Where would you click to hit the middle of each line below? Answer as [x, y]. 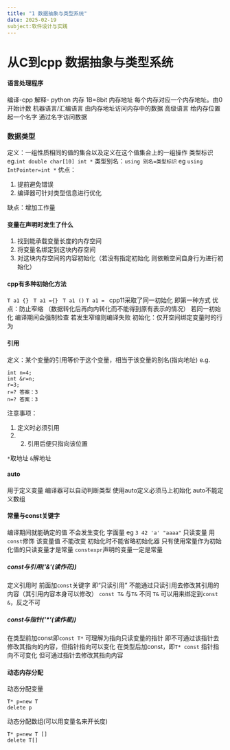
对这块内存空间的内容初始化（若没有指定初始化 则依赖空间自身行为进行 [117, 258]
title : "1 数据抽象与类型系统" [47, 13]
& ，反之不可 [24, 602]
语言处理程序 [25, 83]
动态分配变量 [25, 689]
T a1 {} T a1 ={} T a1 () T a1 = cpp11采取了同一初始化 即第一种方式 [109, 300]
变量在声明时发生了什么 [40, 225]
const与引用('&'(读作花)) [42, 567]
